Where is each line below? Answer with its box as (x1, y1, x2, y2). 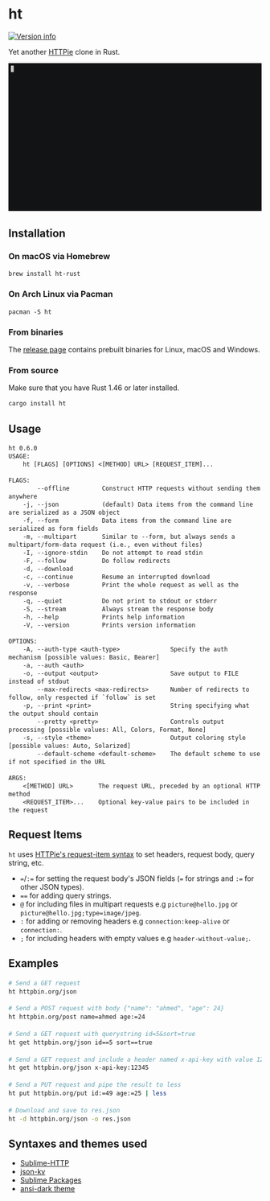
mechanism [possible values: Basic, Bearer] (8, 653, 160, 662)
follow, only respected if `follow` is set (8, 693, 157, 702)
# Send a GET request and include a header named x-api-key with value (8, 1055, 253, 1063)
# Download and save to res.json (8, 1106, 121, 1114)
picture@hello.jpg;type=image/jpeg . (19, 907, 142, 917)
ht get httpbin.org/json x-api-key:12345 (8, 1063, 149, 1072)
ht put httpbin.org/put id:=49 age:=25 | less (8, 1089, 167, 1098)
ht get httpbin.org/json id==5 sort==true (8, 1039, 153, 1047)
